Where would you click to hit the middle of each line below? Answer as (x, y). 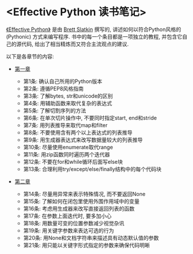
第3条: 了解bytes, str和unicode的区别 (68, 96)
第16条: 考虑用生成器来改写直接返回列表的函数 (79, 208)
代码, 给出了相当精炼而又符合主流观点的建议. (75, 44)
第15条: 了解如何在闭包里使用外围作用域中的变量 (81, 201)
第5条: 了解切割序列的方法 (55, 110)
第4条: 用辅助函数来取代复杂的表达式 (68, 103)
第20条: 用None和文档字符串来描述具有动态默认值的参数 (91, 238)
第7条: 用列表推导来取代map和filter (65, 125)
